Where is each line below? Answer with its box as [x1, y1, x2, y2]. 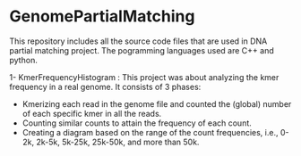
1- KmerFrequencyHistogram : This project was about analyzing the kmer [9, 71, 279, 82]
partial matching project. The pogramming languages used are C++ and [9, 45, 275, 55]
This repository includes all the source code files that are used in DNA [9, 36, 268, 46]
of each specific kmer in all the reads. [21, 108, 162, 119]
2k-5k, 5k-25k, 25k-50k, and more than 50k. [35, 136, 200, 147]
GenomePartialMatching [9, 6, 195, 27]
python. [9, 54, 38, 65]
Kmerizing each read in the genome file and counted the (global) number [21, 98, 292, 109]
